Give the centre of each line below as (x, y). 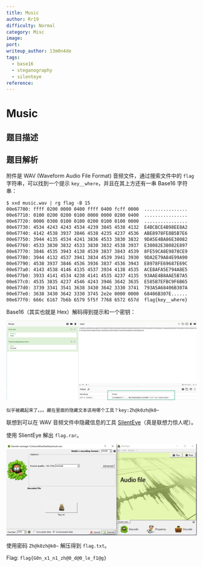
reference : (20, 83)
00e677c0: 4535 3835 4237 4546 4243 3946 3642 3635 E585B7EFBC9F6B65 (97, 281)
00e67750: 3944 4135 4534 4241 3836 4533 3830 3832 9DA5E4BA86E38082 (97, 239)
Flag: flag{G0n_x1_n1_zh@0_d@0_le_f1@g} (56, 557)
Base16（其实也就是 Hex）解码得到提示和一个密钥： (71, 312)
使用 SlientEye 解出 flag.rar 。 (44, 435)
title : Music (23, 13)
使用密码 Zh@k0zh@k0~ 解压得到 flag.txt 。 (58, 545)
